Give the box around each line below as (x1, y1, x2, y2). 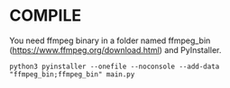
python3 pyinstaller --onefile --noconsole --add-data (9, 62, 220, 71)
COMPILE (9, 5, 82, 26)
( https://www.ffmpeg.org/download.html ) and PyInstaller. (9, 44, 222, 55)
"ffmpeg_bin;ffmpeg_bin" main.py (9, 69, 135, 79)
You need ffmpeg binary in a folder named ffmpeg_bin (9, 35, 211, 46)
